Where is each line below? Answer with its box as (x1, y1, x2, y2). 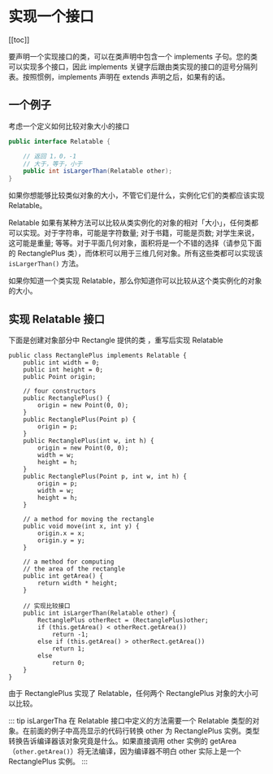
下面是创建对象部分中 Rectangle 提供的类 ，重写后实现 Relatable (8, 335, 223, 345)
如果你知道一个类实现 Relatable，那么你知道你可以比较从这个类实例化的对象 (8, 276, 262, 285)
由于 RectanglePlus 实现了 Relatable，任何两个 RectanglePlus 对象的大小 (8, 688, 252, 698)
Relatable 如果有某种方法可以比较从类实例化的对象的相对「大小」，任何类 (8, 218, 252, 228)
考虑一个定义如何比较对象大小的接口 (8, 121, 130, 131)
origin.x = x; (37, 529, 85, 537)
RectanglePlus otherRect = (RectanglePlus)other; (37, 615, 209, 624)
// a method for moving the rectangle (23, 515, 154, 523)
